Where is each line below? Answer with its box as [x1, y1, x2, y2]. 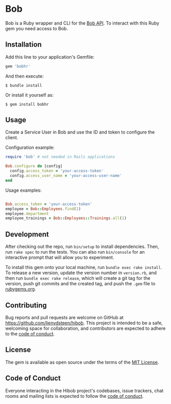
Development [5, 230, 50, 238]
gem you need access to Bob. [5, 25, 68, 31]
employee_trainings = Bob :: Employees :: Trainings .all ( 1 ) [5, 216, 127, 221]
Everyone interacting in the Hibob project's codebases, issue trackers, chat [5, 387, 164, 394]
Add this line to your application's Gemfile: [5, 54, 94, 60]
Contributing [5, 301, 47, 309]
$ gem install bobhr [5, 102, 50, 107]
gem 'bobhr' [5, 63, 31, 69]
